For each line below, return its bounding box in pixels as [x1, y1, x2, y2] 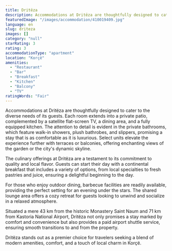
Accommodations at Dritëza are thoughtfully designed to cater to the [5, 107, 150, 113]
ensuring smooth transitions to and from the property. [5, 224, 119, 231]
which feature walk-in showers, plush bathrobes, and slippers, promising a [5, 129, 163, 136]
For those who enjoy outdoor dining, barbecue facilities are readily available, [5, 182, 167, 188]
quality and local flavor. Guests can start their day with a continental [5, 161, 148, 167]
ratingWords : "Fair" [5, 93, 50, 99]
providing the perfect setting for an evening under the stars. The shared [5, 187, 157, 194]
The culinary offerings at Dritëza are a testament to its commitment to [5, 156, 152, 162]
